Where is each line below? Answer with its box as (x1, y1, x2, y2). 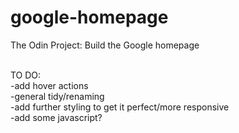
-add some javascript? (10, 111, 103, 123)
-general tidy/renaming (10, 90, 105, 102)
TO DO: (10, 69, 42, 81)
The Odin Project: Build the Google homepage (10, 39, 200, 51)
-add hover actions (10, 79, 89, 91)
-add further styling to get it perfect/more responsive (10, 101, 230, 113)
